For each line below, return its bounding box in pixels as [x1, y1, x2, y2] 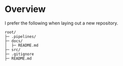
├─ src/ [4, 47, 21, 52]
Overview [4, 3, 46, 15]
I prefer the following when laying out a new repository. [4, 20, 118, 26]
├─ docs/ [4, 38, 23, 43]
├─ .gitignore [4, 51, 34, 56]
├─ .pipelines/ [4, 34, 36, 39]
